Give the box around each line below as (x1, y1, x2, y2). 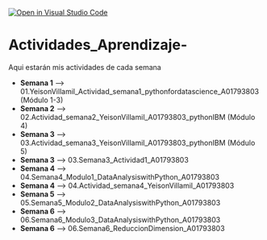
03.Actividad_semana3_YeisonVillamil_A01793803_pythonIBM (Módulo (19, 138, 256, 147)
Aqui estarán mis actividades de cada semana (8, 62, 161, 72)
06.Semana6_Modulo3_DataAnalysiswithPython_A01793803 (19, 214, 221, 225)
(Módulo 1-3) (19, 95, 64, 105)
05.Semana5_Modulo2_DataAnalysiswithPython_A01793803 (19, 197, 221, 207)
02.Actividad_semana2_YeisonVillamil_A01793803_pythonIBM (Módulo (19, 112, 256, 122)
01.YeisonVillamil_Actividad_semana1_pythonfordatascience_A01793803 (19, 86, 260, 96)
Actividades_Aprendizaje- (8, 36, 188, 54)
